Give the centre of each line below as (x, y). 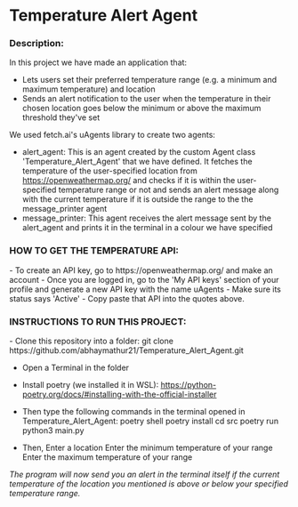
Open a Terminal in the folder (76, 368)
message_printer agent (64, 209)
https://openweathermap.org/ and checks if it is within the (129, 181)
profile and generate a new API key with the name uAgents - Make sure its (145, 289)
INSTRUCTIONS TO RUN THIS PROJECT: (98, 321)
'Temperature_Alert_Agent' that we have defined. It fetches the (137, 162)
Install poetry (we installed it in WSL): (90, 385)
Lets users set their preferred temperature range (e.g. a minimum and (149, 80)
